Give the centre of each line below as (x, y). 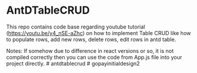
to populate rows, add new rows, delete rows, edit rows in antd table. (91, 39)
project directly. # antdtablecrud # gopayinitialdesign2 (73, 64)
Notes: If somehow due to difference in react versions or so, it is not (90, 50)
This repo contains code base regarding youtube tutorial (76, 27)
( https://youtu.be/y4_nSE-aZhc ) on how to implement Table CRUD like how (99, 33)
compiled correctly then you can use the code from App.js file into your (94, 57)
